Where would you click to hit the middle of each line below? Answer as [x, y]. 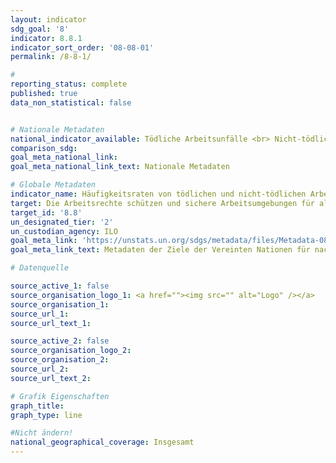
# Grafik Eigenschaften [60, 396]
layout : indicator [48, 19]
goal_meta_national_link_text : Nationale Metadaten [120, 167]
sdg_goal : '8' [40, 29]
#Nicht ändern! [42, 433]
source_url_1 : [40, 314]
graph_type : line [46, 415]
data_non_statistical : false [71, 102]
